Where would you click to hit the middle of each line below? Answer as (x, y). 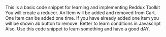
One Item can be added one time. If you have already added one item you (82, 18)
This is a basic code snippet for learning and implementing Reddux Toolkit (83, 7)
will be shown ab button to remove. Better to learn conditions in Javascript (83, 23)
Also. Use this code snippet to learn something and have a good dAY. (78, 29)
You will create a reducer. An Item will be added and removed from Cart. (81, 13)
